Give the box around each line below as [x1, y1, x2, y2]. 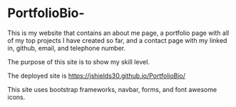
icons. [7, 93, 26, 101]
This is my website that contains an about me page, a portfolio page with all [7, 29, 230, 37]
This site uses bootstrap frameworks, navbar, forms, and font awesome [7, 85, 217, 93]
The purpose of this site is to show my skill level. [7, 57, 150, 66]
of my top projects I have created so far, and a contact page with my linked [7, 36, 227, 44]
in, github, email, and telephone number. [7, 44, 126, 52]
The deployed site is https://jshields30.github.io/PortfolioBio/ [7, 71, 186, 80]
